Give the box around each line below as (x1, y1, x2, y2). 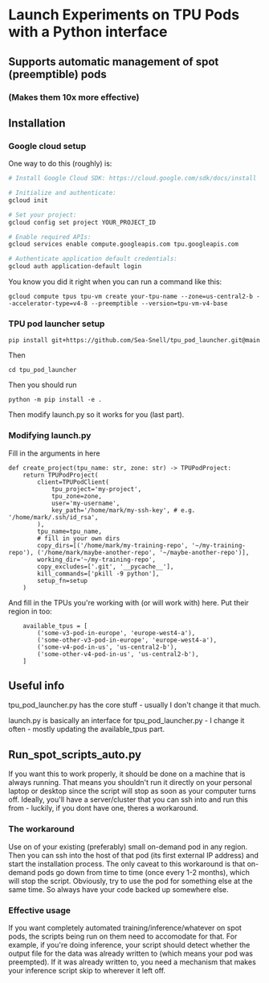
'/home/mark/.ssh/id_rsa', (8, 513, 99, 521)
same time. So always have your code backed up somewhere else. (8, 884, 229, 894)
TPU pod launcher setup (8, 318, 105, 329)
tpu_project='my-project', (51, 485, 142, 493)
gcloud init (8, 196, 48, 204)
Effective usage (8, 904, 71, 915)
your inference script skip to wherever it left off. (8, 965, 166, 975)
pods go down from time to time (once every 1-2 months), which (37, 867, 251, 877)
